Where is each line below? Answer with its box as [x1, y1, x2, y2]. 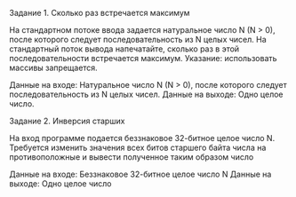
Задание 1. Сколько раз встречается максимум [9, 8, 190, 18]
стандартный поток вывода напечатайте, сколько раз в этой [9, 43, 240, 54]
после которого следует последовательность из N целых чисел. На [9, 35, 267, 44]
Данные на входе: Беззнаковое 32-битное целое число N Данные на [9, 169, 272, 179]
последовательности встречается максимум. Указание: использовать [9, 53, 277, 63]
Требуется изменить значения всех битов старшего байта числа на [9, 142, 267, 153]
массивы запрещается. [9, 62, 98, 73]
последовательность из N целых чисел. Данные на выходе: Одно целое [9, 89, 284, 99]
